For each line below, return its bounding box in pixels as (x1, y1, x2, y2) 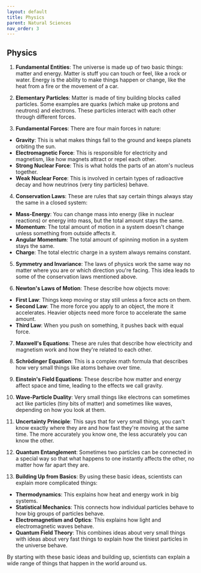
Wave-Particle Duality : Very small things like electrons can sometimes (15, 393, 190, 401)
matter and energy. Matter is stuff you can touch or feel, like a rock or (15, 70, 187, 77)
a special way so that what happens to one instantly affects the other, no (15, 455, 195, 462)
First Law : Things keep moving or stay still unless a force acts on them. (15, 296, 191, 304)
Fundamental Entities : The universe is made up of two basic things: (15, 63, 184, 71)
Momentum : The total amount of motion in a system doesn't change (15, 223, 184, 231)
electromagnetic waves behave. (15, 523, 95, 530)
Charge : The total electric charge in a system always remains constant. (15, 249, 191, 256)
